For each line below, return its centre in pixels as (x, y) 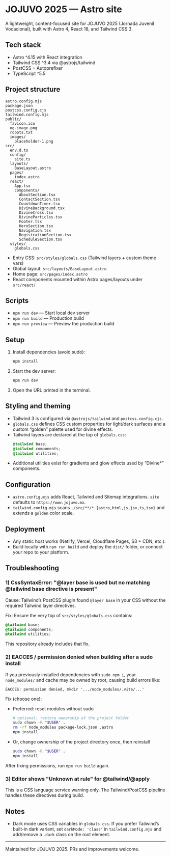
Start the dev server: (34, 371)
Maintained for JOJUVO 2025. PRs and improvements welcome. (73, 849)
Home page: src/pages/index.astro (50, 274)
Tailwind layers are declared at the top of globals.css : (69, 434)
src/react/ (24, 285)
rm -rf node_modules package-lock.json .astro (63, 727)
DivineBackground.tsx (42, 208)
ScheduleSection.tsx (40, 239)
